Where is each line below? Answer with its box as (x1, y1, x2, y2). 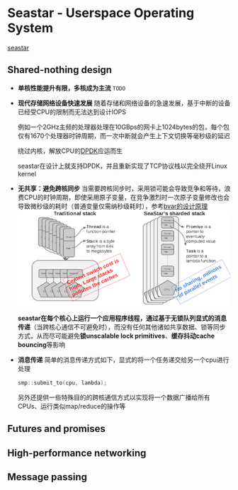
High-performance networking (7, 447, 147, 459)
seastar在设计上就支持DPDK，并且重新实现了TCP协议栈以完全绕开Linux (17, 161, 228, 170)
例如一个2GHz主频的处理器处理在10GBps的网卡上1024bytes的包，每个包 (17, 122, 230, 131)
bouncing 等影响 (17, 341, 66, 349)
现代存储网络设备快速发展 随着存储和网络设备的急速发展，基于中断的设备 (17, 98, 231, 107)
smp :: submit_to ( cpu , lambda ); (17, 380, 108, 387)
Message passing (7, 471, 87, 483)
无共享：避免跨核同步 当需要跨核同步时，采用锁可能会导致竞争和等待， (17, 184, 225, 193)
